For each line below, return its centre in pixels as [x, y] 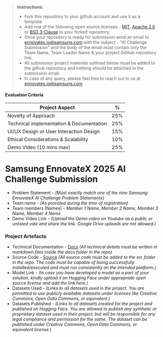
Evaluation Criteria [24, 95]
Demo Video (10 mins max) [39, 147]
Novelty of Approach [31, 116]
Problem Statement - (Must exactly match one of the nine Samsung [80, 193]
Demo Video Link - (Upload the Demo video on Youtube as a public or [82, 219]
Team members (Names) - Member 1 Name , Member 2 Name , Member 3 [85, 208]
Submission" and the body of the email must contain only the [85, 47]
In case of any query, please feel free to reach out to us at [82, 78]
